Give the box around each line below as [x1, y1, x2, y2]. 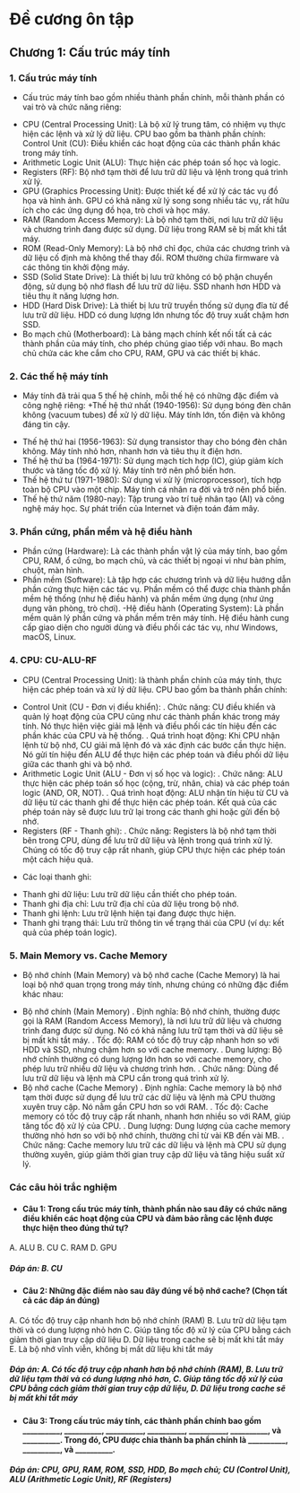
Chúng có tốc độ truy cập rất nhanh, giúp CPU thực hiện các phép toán [21, 844, 286, 855]
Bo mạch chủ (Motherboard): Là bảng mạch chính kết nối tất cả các [21, 328, 273, 339]
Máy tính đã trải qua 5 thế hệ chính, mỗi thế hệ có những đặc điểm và [21, 390, 279, 401]
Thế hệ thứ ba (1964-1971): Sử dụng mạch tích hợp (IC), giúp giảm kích [21, 456, 284, 467]
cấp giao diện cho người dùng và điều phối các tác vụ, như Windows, [21, 622, 279, 633]
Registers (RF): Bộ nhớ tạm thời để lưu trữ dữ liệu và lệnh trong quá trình [21, 166, 288, 177]
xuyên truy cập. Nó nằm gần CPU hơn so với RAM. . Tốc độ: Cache [21, 1102, 269, 1113]
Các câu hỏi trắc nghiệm [9, 1181, 118, 1193]
